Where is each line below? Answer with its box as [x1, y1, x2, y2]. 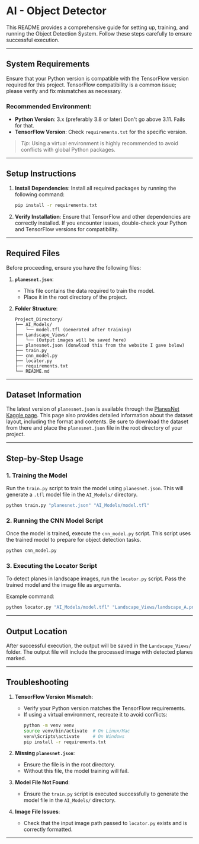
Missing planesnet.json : [14, 750, 75, 757]
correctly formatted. [23, 826, 73, 833]
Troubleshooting [6, 677, 69, 688]
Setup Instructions [6, 169, 76, 179]
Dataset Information [6, 389, 82, 399]
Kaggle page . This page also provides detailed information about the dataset [6, 412, 193, 419]
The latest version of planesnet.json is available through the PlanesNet [6, 405, 179, 413]
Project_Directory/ [14, 316, 63, 322]
